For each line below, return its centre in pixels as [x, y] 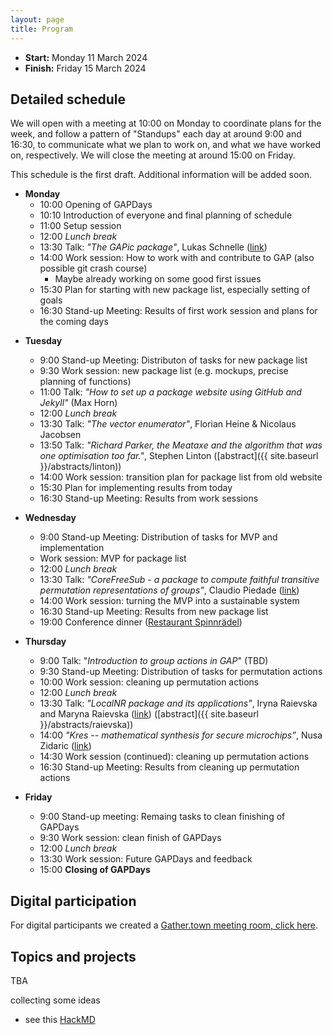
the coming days [74, 322]
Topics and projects [73, 956]
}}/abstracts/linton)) [80, 467]
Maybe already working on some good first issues [158, 279]
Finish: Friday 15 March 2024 [85, 68]
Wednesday [50, 518]
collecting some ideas [55, 1000]
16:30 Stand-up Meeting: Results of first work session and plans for [178, 311]
